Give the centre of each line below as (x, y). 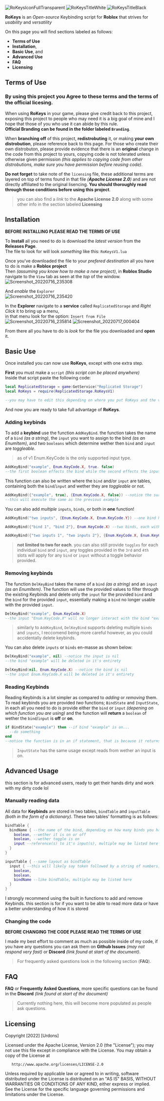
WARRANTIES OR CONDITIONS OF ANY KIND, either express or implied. (78, 1084)
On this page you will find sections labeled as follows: (59, 32)
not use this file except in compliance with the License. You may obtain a (78, 1050)
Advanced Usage (32, 771)
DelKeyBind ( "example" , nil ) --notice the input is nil (62, 656)
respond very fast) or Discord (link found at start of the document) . (73, 952)
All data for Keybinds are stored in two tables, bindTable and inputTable (78, 811)
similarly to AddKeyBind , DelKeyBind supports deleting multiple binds (84, 628)
